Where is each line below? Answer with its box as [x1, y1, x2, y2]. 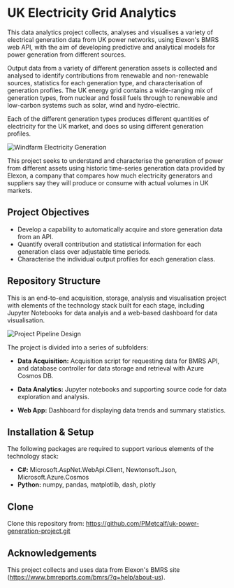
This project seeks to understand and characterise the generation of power [7, 156, 224, 165]
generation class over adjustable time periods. [17, 247, 152, 256]
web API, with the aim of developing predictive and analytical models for [7, 43, 215, 51]
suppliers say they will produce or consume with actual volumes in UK [7, 178, 209, 187]
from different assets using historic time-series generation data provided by [7, 164, 226, 172]
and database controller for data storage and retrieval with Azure [17, 364, 205, 372]
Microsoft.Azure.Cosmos [17, 473, 89, 482]
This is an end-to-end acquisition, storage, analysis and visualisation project [7, 294, 227, 302]
